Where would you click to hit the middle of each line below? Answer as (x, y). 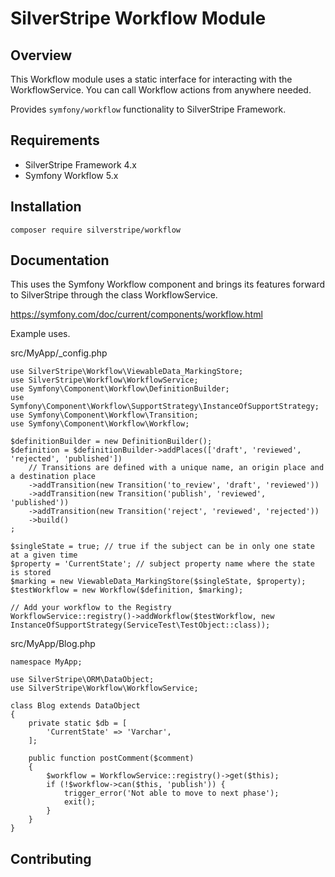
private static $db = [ (78, 723)
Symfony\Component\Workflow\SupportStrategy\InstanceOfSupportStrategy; (165, 407)
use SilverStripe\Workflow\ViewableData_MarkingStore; (127, 372)
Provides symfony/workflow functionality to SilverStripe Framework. (148, 109)
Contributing (51, 858)
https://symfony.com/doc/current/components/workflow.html (136, 314)
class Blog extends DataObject (75, 706)
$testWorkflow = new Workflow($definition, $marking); (127, 590)
